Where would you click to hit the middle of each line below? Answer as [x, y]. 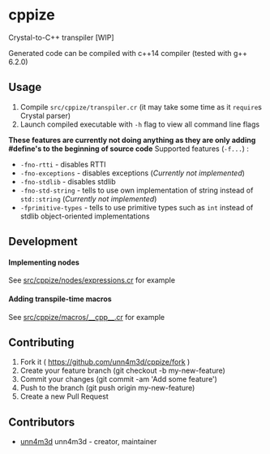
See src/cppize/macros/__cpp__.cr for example [87, 317]
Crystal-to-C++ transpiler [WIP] [62, 37]
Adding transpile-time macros [60, 299]
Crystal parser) [45, 115]
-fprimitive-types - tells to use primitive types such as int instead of [137, 207]
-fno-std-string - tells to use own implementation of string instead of [137, 190]
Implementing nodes [44, 262]
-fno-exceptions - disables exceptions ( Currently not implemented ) [133, 173]
